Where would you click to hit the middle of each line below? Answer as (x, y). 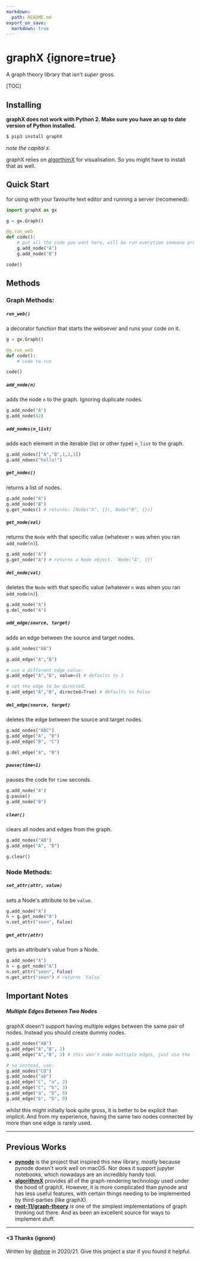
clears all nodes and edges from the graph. (59, 830)
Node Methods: (29, 872)
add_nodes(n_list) (29, 429)
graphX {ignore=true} (61, 58)
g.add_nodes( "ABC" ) (30, 730)
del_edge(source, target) (38, 705)
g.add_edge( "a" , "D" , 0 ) (37, 1093)
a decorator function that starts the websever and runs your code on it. (93, 328)
